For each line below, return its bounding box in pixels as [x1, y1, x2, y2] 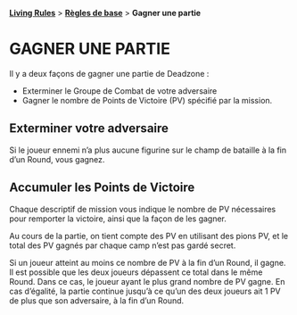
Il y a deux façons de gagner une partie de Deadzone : [9, 68, 210, 79]
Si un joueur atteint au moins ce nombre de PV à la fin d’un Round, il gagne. [9, 257, 286, 268]
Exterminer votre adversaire [9, 120, 169, 137]
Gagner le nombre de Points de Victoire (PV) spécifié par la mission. [21, 95, 273, 105]
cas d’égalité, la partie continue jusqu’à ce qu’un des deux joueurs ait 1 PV [9, 286, 281, 296]
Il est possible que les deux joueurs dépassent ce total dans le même [9, 267, 263, 278]
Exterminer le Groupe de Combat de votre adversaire [21, 85, 218, 96]
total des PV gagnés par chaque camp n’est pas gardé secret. [9, 240, 236, 251]
